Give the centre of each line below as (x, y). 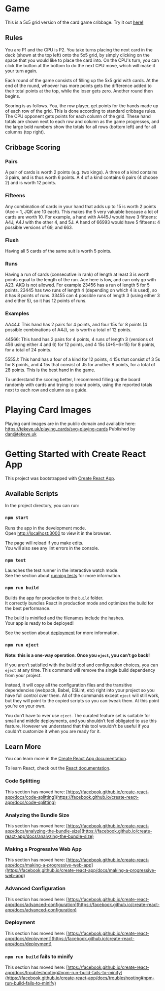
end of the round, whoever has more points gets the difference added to (78, 86)
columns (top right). (25, 132)
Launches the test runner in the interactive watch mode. (62, 570)
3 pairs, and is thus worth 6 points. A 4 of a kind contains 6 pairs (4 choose (82, 177)
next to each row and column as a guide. (46, 390)
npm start (17, 518)
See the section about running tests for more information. (63, 575)
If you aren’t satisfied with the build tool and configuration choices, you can (82, 665)
